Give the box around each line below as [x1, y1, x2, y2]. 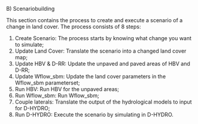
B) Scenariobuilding [6, 5, 55, 12]
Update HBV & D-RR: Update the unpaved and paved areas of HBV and [14, 60, 190, 67]
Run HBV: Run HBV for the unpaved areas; [14, 86, 120, 92]
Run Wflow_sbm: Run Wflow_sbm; [14, 92, 100, 99]
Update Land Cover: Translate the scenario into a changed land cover [14, 47, 187, 55]
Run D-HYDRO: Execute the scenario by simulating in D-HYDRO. [14, 111, 173, 118]
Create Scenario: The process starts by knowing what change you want [14, 35, 192, 41]
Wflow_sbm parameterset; [14, 79, 80, 86]
